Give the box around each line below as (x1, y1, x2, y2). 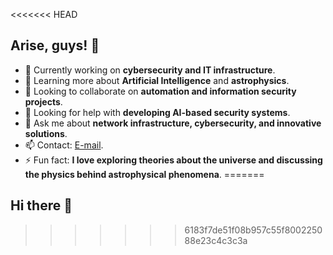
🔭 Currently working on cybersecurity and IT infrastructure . (24, 64, 276, 76)
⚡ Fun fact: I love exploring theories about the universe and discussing (24, 154, 323, 166)
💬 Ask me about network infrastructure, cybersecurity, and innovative (24, 117, 322, 129)
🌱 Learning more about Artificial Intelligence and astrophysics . (24, 74, 290, 86)
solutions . (24, 127, 68, 139)
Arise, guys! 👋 (10, 37, 100, 54)
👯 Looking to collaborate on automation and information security (24, 85, 297, 97)
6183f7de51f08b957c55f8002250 (184, 224, 323, 236)
